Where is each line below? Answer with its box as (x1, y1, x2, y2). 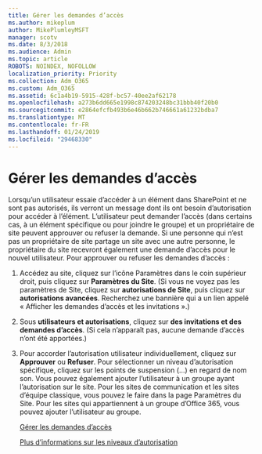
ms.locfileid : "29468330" (8, 135, 92, 143)
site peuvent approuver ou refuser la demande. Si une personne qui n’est (8, 228, 244, 238)
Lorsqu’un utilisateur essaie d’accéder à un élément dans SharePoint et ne (8, 195, 247, 205)
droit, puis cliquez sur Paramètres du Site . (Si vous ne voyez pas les (19, 277, 240, 286)
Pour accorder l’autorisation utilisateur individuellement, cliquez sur (19, 349, 237, 358)
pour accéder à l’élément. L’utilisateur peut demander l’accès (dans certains (8, 212, 253, 221)
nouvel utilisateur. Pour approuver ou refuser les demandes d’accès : (8, 253, 230, 263)
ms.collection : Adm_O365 (8, 77, 89, 85)
